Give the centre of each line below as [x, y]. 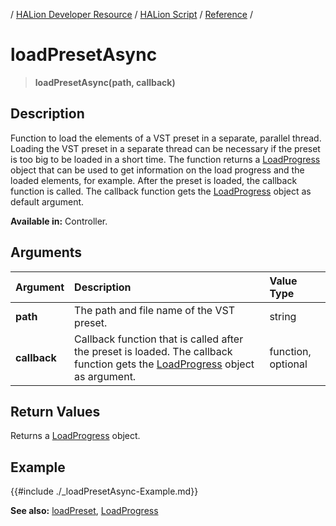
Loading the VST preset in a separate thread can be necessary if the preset [165, 148]
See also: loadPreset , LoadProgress [84, 511]
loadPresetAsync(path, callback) [105, 82]
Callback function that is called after [159, 339]
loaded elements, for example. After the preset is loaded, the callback [154, 180]
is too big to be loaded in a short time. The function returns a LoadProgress [165, 159]
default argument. [47, 201]
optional [288, 364]
